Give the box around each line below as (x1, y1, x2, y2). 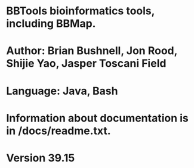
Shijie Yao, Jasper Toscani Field (6, 57, 167, 70)
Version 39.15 (6, 151, 75, 164)
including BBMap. (6, 17, 96, 30)
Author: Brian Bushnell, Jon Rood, (6, 44, 178, 58)
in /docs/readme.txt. (6, 124, 112, 138)
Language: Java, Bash (6, 84, 118, 98)
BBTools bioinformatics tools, (6, 4, 155, 18)
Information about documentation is (6, 111, 189, 125)
